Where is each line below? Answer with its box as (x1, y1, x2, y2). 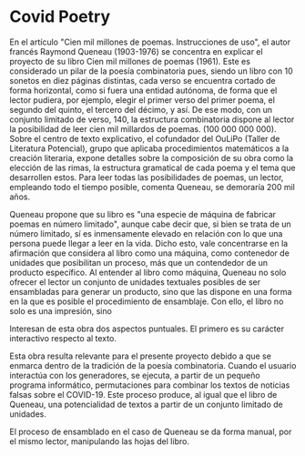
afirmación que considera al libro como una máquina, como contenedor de (9, 248, 290, 258)
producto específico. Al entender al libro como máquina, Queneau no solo (9, 267, 287, 278)
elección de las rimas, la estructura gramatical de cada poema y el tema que (9, 162, 296, 173)
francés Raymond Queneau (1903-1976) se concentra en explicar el (9, 46, 263, 56)
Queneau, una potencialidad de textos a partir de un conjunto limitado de (9, 399, 284, 410)
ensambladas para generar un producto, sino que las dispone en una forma (9, 286, 292, 297)
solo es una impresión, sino (9, 305, 112, 316)
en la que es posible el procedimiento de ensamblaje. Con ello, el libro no (9, 296, 284, 307)
